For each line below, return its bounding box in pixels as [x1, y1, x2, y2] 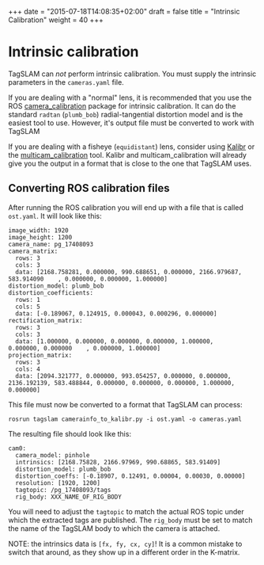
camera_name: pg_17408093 [8, 240, 93, 248]
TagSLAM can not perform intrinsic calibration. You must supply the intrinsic [8, 69, 257, 78]
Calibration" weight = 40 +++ [8, 15, 104, 25]
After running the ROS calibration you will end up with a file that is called [8, 202, 243, 212]
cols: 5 [15, 303, 41, 311]
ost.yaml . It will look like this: [8, 211, 103, 220]
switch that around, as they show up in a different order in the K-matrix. [8, 547, 240, 557]
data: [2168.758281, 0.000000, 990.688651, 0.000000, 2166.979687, [15, 268, 243, 276]
